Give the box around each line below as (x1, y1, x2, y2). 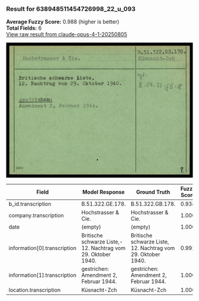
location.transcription (8, 287, 61, 294)
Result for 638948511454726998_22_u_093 (6, 5, 136, 13)
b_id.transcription (8, 200, 52, 207)
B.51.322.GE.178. (81, 200, 126, 207)
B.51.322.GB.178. (130, 200, 176, 207)
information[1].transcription (8, 272, 77, 279)
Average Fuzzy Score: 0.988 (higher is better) (6, 18, 120, 26)
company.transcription (8, 212, 64, 219)
